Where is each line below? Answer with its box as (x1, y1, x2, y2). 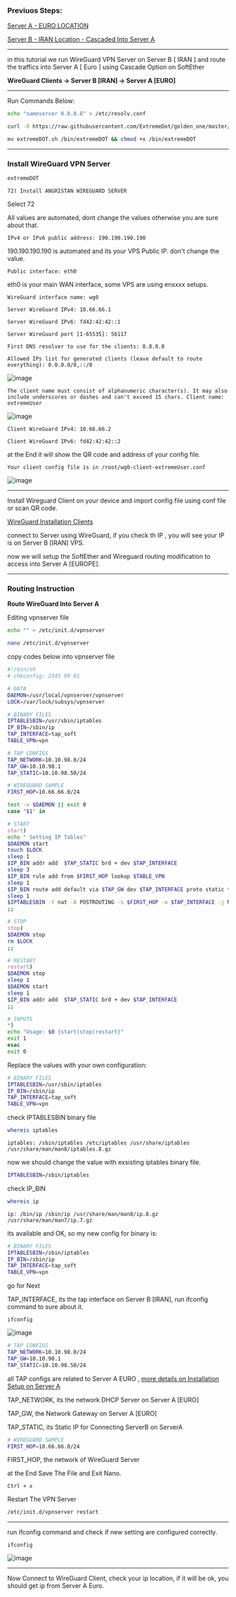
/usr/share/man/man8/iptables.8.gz (7, 1146, 112, 1153)
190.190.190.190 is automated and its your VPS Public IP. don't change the (7, 247, 220, 255)
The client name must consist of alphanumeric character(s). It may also (7, 387, 228, 395)
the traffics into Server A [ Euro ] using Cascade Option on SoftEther (7, 63, 205, 72)
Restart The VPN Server (7, 1495, 77, 1504)
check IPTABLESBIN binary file (7, 1113, 96, 1122)
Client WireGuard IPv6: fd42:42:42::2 (7, 438, 121, 445)
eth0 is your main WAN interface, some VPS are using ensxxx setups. (7, 280, 209, 289)
